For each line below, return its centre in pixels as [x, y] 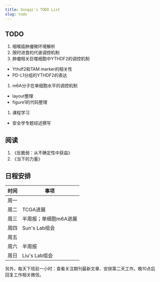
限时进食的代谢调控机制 [36, 52]
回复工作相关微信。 [24, 275]
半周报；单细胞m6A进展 [50, 219]
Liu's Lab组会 [37, 256]
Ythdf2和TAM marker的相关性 [42, 69]
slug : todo [16, 14]
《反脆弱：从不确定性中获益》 [42, 153]
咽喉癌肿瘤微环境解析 [34, 47]
